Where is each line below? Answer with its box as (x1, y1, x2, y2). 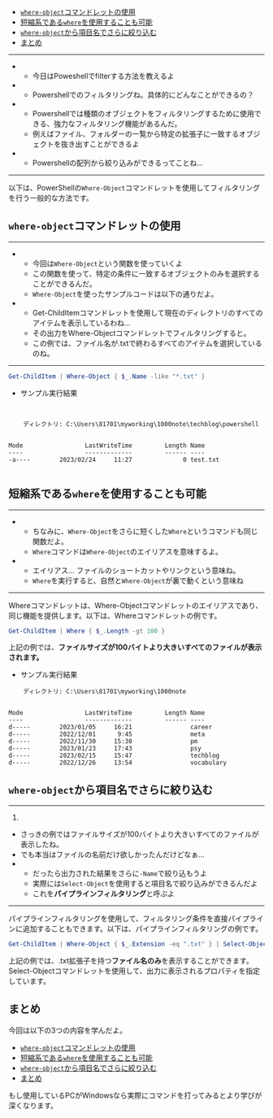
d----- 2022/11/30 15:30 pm (8, 737, 198, 746)
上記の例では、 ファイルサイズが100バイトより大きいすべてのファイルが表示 (8, 642, 262, 652)
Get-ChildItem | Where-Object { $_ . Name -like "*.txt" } (8, 372, 206, 381)
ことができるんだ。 (32, 279, 97, 289)
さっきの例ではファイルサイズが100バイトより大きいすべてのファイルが (19, 829, 259, 839)
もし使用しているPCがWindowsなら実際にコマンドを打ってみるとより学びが (8, 1090, 262, 1100)
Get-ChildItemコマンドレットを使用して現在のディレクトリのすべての (32, 307, 263, 317)
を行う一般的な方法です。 (8, 194, 93, 202)
